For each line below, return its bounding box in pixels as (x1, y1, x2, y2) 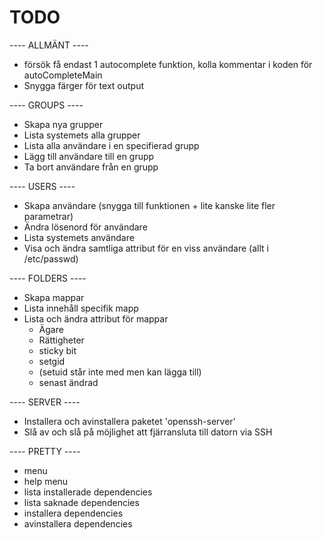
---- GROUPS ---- (9, 99, 84, 111)
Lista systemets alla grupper (23, 129, 141, 141)
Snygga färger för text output (23, 79, 145, 91)
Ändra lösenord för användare (23, 221, 148, 233)
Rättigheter (38, 334, 85, 346)
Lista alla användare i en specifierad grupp (23, 139, 200, 151)
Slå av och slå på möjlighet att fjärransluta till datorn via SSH (23, 426, 273, 438)
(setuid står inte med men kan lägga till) (38, 366, 202, 378)
